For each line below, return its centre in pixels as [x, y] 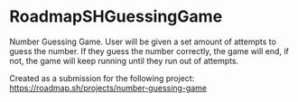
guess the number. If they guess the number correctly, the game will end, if [149, 51]
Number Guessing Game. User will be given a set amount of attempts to [143, 42]
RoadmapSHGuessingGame [116, 17]
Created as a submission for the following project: [102, 78]
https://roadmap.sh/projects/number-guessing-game [108, 88]
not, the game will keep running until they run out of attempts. [124, 60]
